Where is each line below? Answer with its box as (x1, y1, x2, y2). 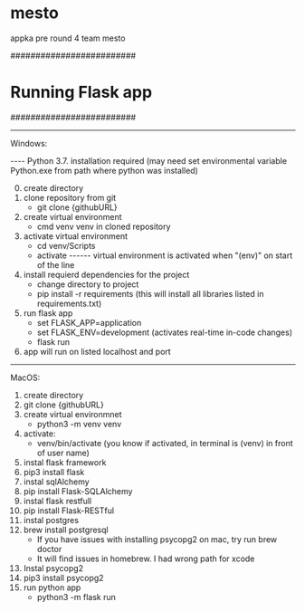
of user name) (36, 447, 90, 458)
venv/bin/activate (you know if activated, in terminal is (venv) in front (36, 437, 293, 448)
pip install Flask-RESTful (23, 505, 115, 516)
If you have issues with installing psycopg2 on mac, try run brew (36, 533, 278, 545)
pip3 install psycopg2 (23, 572, 104, 583)
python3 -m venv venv (36, 418, 122, 429)
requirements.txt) (36, 298, 102, 309)
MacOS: (10, 372, 41, 383)
